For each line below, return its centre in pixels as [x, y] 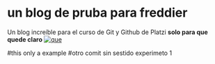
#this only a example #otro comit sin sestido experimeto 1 [90, 53]
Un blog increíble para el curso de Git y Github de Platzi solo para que [108, 32]
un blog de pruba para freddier [97, 13]
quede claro [25, 39]
